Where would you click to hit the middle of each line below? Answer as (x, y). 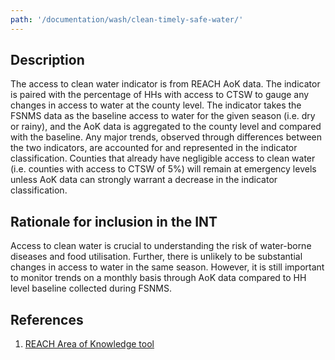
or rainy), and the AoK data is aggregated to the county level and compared (166, 127)
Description (47, 60)
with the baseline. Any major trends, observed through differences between (166, 137)
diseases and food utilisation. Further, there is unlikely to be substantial (156, 257)
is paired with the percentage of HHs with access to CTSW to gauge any (160, 95)
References (47, 319)
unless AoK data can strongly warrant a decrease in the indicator (144, 180)
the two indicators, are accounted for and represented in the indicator (154, 148)
